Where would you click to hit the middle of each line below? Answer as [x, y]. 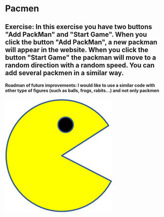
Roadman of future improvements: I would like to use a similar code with [80, 85]
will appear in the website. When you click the [77, 50]
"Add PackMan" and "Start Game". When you [76, 34]
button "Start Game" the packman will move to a [81, 57]
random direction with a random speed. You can [80, 65]
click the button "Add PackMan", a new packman [81, 42]
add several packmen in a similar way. [65, 73]
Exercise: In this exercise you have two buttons [79, 27]
